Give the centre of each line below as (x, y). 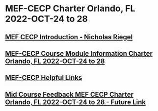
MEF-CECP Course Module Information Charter (79, 54)
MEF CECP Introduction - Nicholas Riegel (69, 37)
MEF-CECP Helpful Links (44, 78)
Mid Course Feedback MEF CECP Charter (69, 94)
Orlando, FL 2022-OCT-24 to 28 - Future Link (76, 102)
